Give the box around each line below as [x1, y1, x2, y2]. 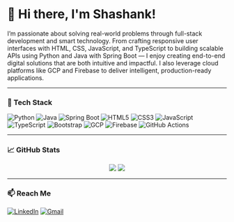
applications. [7, 73, 44, 82]
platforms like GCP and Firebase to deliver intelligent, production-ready [7, 66, 212, 74]
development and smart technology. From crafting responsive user [7, 36, 198, 45]
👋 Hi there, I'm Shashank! [7, 6, 157, 22]
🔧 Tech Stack [7, 97, 53, 107]
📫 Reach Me [7, 189, 52, 198]
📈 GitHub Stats [7, 145, 61, 155]
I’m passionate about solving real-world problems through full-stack [7, 29, 203, 38]
